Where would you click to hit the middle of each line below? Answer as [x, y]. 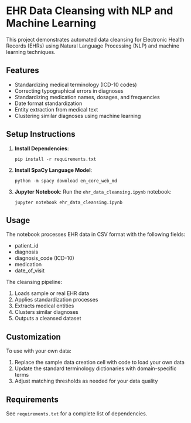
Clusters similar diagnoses [47, 312]
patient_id [27, 246]
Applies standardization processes [56, 300]
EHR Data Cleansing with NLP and [90, 11]
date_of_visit [30, 270]
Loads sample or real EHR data [52, 293]
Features [23, 71]
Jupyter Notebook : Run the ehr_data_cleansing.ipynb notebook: [93, 191]
